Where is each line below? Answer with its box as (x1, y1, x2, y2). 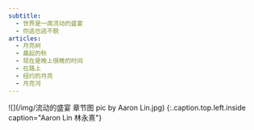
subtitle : (8, 11, 42, 20)
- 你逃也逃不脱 (15, 27, 60, 35)
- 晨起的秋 (15, 49, 48, 57)
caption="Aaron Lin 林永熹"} (8, 112, 102, 122)
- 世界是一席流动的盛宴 (15, 19, 83, 27)
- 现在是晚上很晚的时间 (15, 57, 83, 65)
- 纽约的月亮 (15, 72, 54, 80)
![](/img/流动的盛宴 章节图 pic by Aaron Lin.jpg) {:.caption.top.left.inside (8, 103, 246, 112)
